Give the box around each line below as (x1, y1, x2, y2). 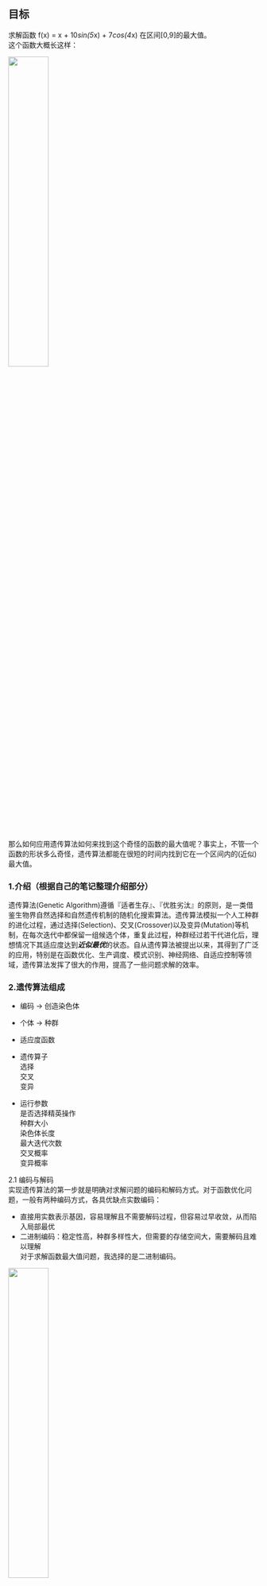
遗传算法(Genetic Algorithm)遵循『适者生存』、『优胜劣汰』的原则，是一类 (8, 901, 247, 910)
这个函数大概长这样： (8, 40, 78, 49)
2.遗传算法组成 (8, 982, 65, 993)
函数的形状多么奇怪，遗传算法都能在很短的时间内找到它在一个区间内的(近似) (8, 849, 257, 859)
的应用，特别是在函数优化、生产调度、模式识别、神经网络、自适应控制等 (8, 950, 245, 960)
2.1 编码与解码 (8, 1175, 54, 1185)
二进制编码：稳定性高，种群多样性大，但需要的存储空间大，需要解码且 (19, 1231, 250, 1242)
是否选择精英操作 (19, 1108, 76, 1119)
